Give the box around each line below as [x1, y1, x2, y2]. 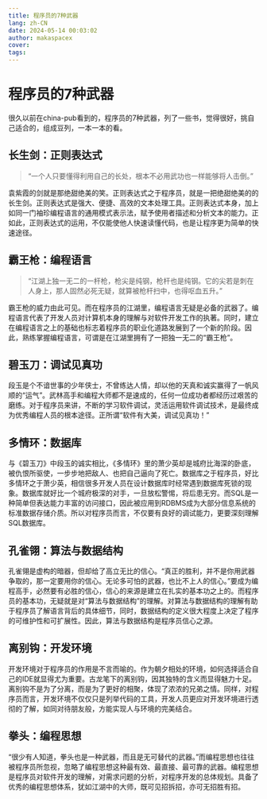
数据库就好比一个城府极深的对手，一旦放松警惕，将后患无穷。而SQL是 [21, 488, 252, 498]
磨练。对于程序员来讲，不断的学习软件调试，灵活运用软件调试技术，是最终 [8, 401, 252, 410]
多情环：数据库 [8, 436, 82, 449]
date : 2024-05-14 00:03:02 [8, 26, 98, 34]
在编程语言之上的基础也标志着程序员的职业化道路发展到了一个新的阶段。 [8, 323, 245, 332]
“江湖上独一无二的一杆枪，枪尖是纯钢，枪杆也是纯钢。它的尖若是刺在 [27, 276, 254, 285]
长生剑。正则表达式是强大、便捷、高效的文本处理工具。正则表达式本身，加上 [8, 198, 259, 208]
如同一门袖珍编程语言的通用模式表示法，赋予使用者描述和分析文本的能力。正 [8, 208, 259, 217]
